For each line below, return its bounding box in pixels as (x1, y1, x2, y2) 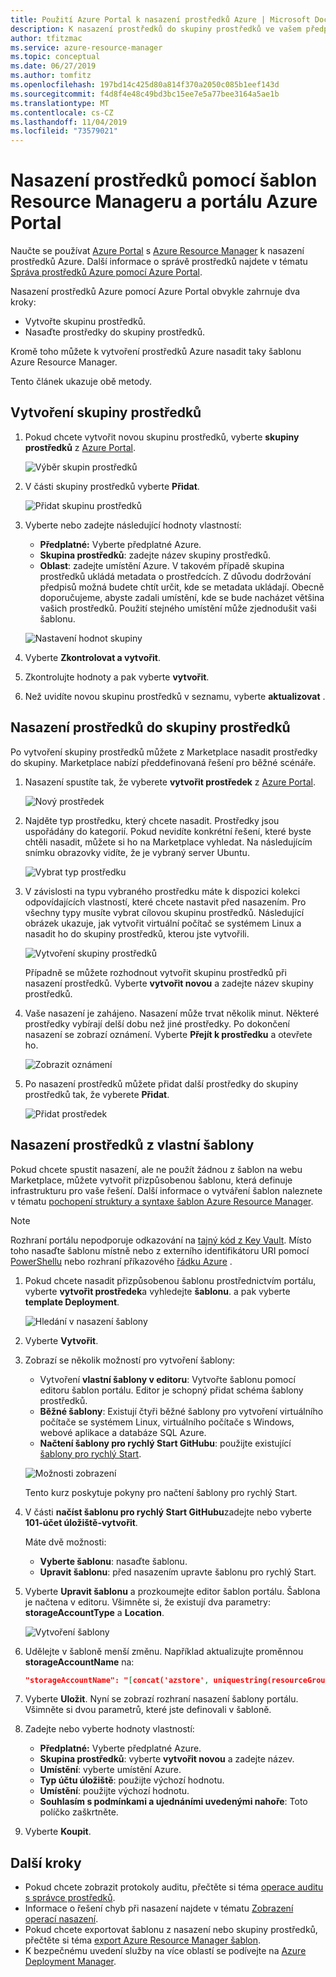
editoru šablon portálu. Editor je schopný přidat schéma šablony (39, 1384, 304, 1396)
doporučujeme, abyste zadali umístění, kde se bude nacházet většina (39, 591, 325, 603)
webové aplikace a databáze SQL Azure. (39, 1426, 207, 1438)
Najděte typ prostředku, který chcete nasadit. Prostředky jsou (24, 814, 280, 826)
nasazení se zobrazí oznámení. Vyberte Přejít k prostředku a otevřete (24, 1028, 313, 1040)
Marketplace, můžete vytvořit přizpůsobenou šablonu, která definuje (10, 1174, 293, 1186)
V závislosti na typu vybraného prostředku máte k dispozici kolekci (24, 885, 301, 897)
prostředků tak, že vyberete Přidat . (24, 1088, 170, 1100)
